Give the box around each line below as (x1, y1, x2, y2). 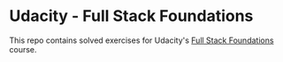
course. (9, 44, 37, 54)
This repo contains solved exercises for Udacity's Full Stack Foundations (9, 35, 274, 45)
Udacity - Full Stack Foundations (9, 6, 254, 26)
